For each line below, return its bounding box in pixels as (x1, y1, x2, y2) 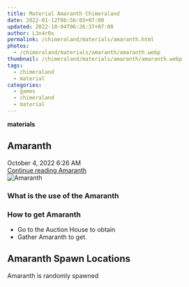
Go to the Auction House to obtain (17, 225, 116, 233)
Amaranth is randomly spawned (7, 271, 99, 279)
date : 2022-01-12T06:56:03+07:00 (7, 17, 105, 24)
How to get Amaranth (7, 210, 82, 219)
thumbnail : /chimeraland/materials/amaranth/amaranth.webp (7, 56, 183, 63)
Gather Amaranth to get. (17, 233, 87, 241)
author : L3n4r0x (7, 29, 54, 37)
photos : (7, 42, 30, 49)
